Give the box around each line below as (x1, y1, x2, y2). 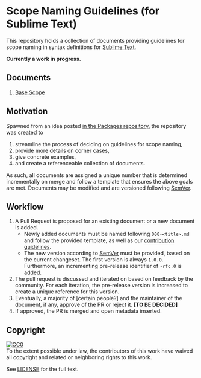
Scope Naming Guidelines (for (6, 4, 160, 18)
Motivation (6, 106, 48, 117)
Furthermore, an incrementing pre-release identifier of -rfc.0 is (23, 263, 182, 270)
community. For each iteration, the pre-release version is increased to (14, 282, 188, 289)
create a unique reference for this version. (14, 288, 120, 295)
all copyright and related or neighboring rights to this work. (6, 354, 152, 361)
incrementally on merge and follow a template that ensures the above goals (6, 178, 193, 185)
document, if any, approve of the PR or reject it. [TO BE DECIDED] (14, 301, 178, 309)
